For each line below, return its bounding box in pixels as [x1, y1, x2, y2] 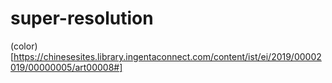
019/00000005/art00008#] [10, 61, 123, 73]
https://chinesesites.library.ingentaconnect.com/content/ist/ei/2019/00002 [13, 50, 322, 62]
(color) [10, 40, 38, 52]
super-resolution [10, 7, 154, 30]
